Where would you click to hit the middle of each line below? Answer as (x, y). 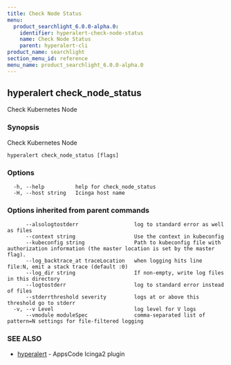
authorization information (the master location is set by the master (111, 249)
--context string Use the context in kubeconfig (125, 237)
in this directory (34, 279)
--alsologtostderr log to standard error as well (125, 225)
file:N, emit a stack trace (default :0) (68, 267)
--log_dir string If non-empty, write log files (125, 273)
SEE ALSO (25, 339)
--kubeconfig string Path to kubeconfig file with (123, 243)
